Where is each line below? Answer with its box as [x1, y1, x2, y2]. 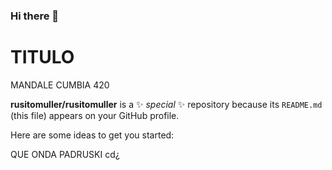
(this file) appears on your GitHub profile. [10, 109, 180, 121]
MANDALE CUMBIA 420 [10, 79, 110, 91]
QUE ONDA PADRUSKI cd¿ [10, 148, 120, 160]
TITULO [10, 46, 75, 69]
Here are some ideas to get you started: [10, 129, 175, 141]
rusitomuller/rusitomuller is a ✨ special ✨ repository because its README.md [10, 98, 323, 110]
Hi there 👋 [10, 9, 60, 23]
